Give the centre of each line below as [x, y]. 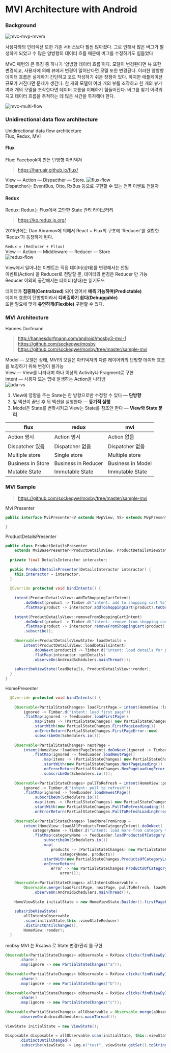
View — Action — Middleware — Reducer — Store [58, 252]
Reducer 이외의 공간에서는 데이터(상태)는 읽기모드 [55, 280]
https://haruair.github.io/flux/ [48, 170]
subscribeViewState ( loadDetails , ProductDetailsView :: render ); [83, 669]
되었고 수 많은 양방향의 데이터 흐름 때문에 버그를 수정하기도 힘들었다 [86, 53]
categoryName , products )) [87, 854]
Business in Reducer [79, 463]
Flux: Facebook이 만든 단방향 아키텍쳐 [44, 160]
